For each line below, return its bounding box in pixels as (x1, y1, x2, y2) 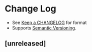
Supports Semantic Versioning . (12, 24, 76, 30)
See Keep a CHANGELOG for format (12, 19, 87, 25)
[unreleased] (5, 39, 46, 48)
